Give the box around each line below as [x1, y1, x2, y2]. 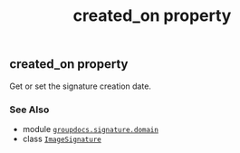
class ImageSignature [22, 133, 101, 144]
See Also [9, 103, 50, 116]
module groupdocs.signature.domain [22, 123, 158, 134]
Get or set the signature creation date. [9, 81, 152, 91]
